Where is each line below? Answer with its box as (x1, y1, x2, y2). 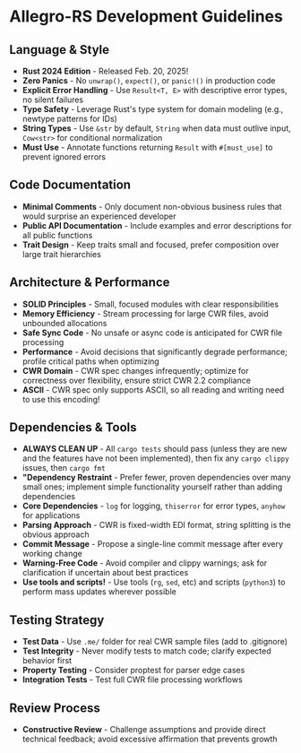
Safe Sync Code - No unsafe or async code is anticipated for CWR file (21, 327, 283, 338)
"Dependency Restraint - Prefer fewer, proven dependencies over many (21, 472, 291, 483)
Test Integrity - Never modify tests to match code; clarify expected (21, 645, 271, 656)
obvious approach (21, 529, 90, 540)
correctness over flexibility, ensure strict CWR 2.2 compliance (21, 375, 251, 385)
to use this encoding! (21, 394, 100, 404)
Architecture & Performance (9, 275, 170, 290)
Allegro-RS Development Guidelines (9, 6, 284, 27)
